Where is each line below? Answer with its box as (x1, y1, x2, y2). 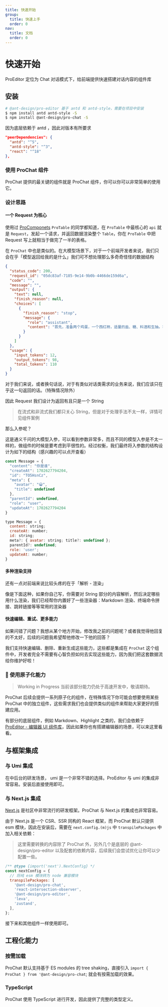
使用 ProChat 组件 (5, 166, 48, 173)
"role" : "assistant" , (27, 320, 72, 325)
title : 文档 (9, 31, 33, 36)
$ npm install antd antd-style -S (5, 110, 77, 116)
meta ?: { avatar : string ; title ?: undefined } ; (9, 538, 111, 543)
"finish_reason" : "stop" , (23, 310, 77, 315)
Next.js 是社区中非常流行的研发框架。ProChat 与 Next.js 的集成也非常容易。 (5, 807, 161, 814)
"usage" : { (9, 348, 32, 353)
